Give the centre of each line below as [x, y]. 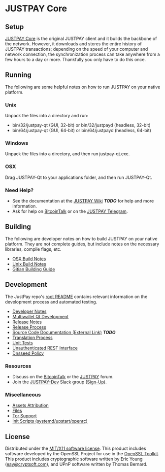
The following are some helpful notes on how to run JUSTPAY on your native [83, 87]
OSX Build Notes [29, 259]
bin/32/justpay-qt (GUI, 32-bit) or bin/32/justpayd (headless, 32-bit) [81, 125]
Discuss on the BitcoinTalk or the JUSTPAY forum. [63, 376]
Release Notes [27, 322]
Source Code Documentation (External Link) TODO [64, 332]
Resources [18, 366]
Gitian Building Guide [33, 269]
